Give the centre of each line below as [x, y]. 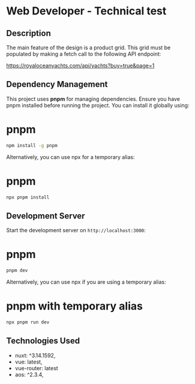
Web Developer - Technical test [86, 11]
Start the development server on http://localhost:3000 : [76, 230]
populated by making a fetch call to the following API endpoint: [84, 54]
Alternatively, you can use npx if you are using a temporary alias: [86, 282]
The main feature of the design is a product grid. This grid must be [88, 47]
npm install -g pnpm [32, 145]
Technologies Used [43, 341]
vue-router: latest [36, 368]
